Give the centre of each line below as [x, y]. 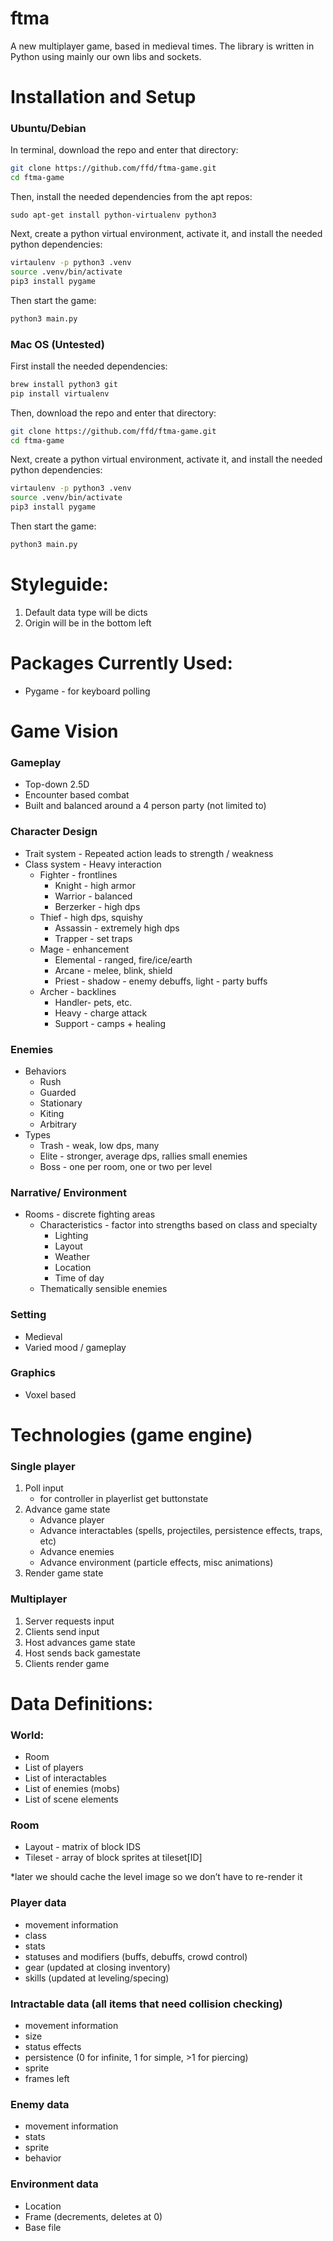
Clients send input [62, 1631]
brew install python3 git [64, 384]
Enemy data [40, 2104]
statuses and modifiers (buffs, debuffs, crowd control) [136, 1956]
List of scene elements [71, 1799]
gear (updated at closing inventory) [97, 1967]
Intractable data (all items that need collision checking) [146, 2004]
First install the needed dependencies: [89, 366]
